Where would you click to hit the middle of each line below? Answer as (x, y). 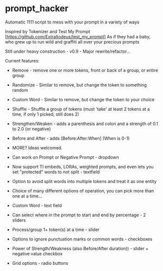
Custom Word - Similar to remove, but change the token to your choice (83, 99)
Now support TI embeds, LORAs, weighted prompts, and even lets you (83, 167)
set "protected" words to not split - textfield (56, 172)
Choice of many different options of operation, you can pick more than (83, 190)
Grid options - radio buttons (40, 263)
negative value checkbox (37, 253)
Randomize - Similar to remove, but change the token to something (80, 85)
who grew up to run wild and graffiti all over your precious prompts (72, 42)
